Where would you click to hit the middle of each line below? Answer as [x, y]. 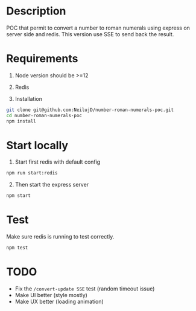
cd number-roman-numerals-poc [44, 115]
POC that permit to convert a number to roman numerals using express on [98, 28]
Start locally [37, 145]
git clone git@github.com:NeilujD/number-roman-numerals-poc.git [90, 110]
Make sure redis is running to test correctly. [60, 237]
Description [36, 11]
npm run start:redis [32, 173]
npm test [17, 248]
